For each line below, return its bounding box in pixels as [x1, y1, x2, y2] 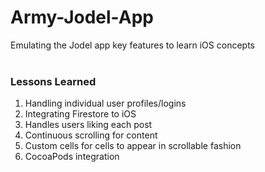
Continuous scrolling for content [24, 129, 158, 141]
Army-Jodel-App [10, 6, 154, 29]
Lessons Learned [10, 74, 97, 88]
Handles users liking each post [24, 119, 153, 131]
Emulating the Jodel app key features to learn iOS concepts [10, 39, 255, 51]
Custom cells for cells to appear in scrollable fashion [24, 140, 242, 152]
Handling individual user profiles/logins [24, 97, 187, 110]
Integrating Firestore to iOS [24, 108, 137, 120]
